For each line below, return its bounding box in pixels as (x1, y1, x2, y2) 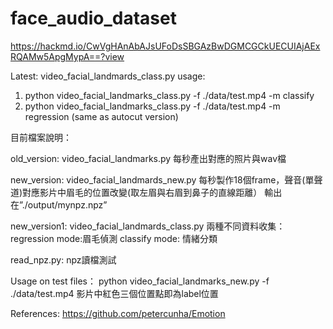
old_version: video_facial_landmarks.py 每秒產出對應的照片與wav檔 (10, 152, 287, 164)
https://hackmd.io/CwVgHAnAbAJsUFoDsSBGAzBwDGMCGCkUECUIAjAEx (10, 40, 321, 52)
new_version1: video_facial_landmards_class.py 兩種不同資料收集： (10, 220, 286, 232)
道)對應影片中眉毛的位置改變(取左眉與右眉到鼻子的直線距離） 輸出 (10, 186, 283, 198)
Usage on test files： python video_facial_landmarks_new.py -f (10, 275, 270, 287)
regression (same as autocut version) (24, 110, 179, 122)
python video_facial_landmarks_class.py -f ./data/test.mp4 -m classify (24, 89, 315, 101)
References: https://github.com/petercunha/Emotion (10, 307, 226, 319)
